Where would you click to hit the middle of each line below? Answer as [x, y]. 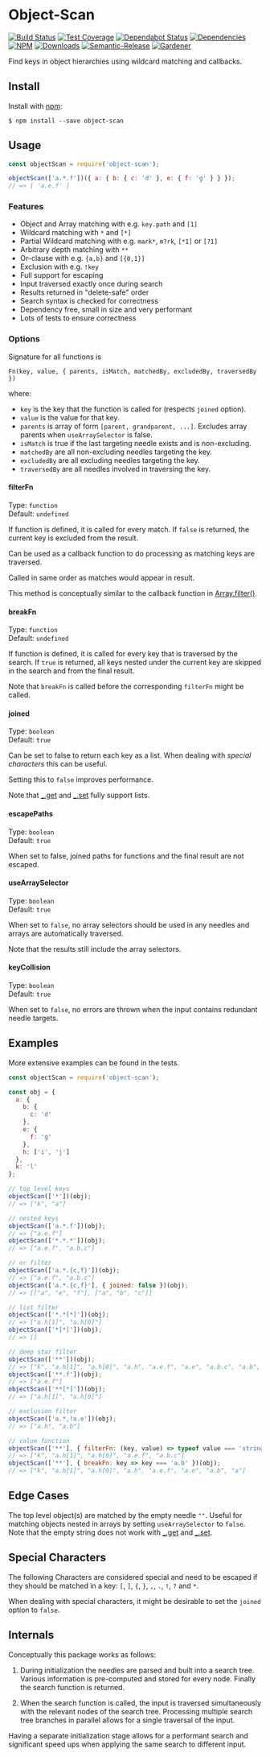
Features [26, 207]
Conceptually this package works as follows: [82, 1654]
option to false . [34, 1610]
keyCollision [29, 967]
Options [24, 339]
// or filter [30, 1263]
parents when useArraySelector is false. [86, 434]
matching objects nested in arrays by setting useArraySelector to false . [127, 1523]
